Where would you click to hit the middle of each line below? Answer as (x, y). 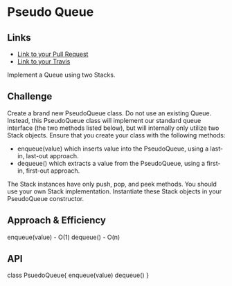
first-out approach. (53, 171)
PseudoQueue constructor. (46, 198)
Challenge (30, 96)
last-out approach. (52, 155)
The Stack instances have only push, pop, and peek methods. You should (112, 184)
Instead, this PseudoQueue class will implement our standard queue (104, 120)
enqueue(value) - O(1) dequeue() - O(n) (64, 237)
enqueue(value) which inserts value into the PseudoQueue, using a (113, 149)
